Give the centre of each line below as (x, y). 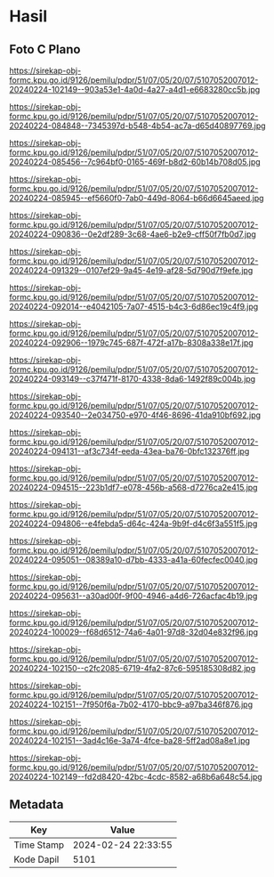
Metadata (36, 804)
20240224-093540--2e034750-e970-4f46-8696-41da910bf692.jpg (135, 415)
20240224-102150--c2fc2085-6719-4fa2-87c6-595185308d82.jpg (133, 668)
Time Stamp (39, 845)
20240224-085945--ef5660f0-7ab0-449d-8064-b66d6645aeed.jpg (137, 198)
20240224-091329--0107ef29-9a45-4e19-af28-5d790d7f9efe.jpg (131, 270)
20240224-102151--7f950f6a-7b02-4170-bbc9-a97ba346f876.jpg (131, 704)
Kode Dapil (36, 859)
